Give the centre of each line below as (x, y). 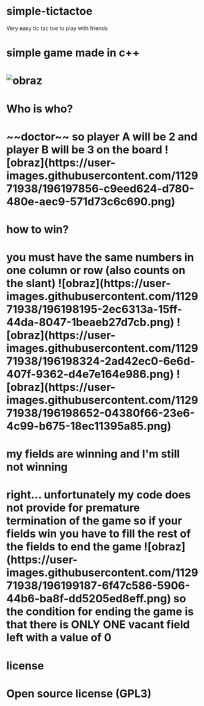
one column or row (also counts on (96, 271)
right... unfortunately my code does (99, 495)
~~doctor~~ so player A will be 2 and (102, 136)
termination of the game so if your (94, 521)
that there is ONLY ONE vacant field (98, 625)
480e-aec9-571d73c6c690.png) (91, 201)
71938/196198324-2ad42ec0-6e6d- (101, 361)
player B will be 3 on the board (85, 149)
